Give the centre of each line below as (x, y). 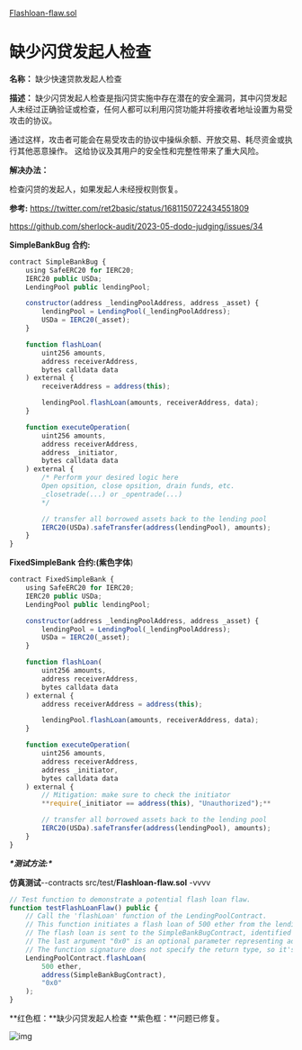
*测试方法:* (31, 863)
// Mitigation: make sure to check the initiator (136, 795)
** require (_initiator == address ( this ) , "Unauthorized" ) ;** (156, 804)
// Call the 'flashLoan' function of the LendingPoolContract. (147, 916)
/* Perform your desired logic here (110, 478)
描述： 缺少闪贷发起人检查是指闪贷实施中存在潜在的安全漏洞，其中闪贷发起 (148, 97)
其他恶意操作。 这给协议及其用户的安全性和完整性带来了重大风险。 (140, 150)
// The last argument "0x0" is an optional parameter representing (154, 941)
